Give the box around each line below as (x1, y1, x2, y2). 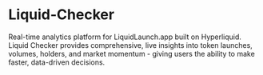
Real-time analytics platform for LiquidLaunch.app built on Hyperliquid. (8, 32, 242, 41)
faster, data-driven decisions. (8, 57, 106, 67)
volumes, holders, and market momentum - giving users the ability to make (8, 49, 256, 58)
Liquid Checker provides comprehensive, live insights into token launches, (8, 40, 253, 49)
